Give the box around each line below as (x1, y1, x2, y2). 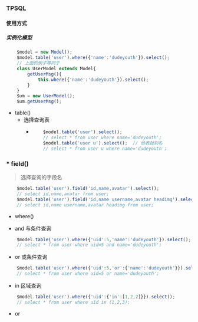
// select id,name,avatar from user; (16, 190, 110, 197)
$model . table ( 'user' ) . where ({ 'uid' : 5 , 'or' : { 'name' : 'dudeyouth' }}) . (16, 265, 186, 271)
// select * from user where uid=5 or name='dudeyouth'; (16, 271, 160, 277)
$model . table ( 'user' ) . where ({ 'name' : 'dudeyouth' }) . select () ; (16, 55, 170, 61)
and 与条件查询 (14, 225, 52, 232)
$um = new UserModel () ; (16, 93, 75, 99)
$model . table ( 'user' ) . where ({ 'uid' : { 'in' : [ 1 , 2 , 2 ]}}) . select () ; (16, 294, 176, 300)
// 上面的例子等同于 (16, 60, 60, 66)
